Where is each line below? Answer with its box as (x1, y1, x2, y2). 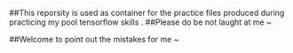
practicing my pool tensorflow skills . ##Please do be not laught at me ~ (9, 17, 273, 27)
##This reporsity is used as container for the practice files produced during (9, 8, 285, 18)
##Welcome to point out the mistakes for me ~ (9, 34, 179, 44)
